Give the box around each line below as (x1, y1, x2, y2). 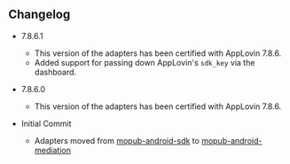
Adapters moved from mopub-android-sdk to (34, 135, 200, 145)
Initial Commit (20, 118, 72, 129)
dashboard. (34, 66, 77, 77)
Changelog (8, 7, 71, 22)
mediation (34, 144, 72, 155)
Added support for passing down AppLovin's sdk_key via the (34, 57, 255, 67)
